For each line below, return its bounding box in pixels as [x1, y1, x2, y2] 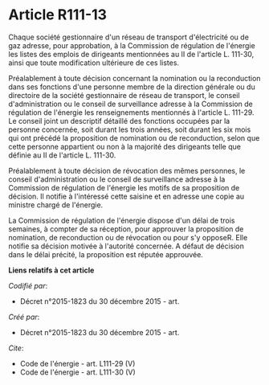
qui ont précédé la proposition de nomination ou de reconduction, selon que [8, 133, 260, 142]
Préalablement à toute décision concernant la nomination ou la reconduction [8, 73, 261, 83]
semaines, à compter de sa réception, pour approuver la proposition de [8, 223, 244, 234]
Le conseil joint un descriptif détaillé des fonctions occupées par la [8, 116, 230, 125]
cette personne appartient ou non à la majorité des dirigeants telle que [8, 141, 241, 151]
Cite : [8, 343, 24, 353]
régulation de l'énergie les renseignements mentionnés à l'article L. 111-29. [8, 107, 255, 117]
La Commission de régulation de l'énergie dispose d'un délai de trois [8, 215, 235, 225]
